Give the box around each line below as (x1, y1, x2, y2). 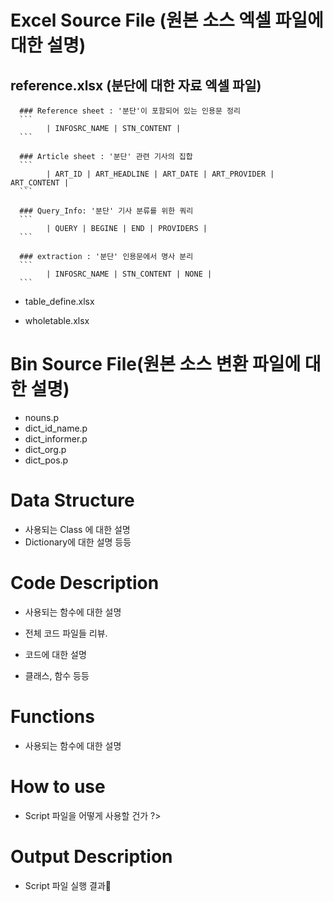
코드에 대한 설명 (24, 648, 87, 660)
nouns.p (24, 411, 60, 423)
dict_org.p (24, 443, 67, 455)
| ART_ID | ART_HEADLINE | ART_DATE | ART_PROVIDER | (46, 169, 275, 179)
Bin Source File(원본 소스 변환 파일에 (10, 353, 302, 376)
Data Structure (10, 489, 135, 512)
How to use (10, 775, 106, 798)
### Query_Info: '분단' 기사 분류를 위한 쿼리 (19, 206, 194, 216)
